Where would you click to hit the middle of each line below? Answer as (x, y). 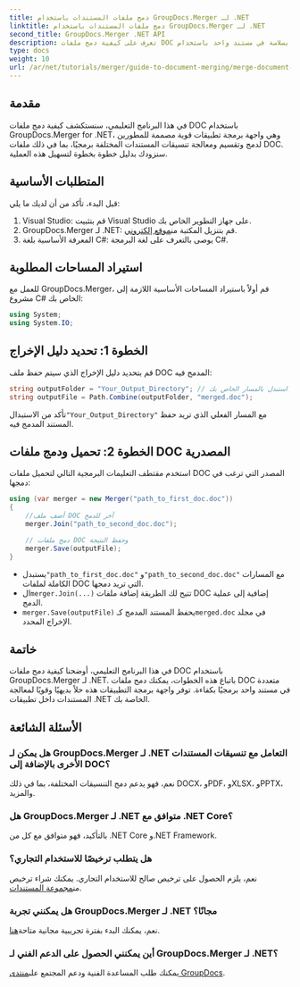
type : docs (29, 51)
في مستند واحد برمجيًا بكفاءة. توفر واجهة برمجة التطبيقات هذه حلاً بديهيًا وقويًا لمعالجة (150, 690)
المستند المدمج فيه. (42, 423)
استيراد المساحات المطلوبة (76, 268)
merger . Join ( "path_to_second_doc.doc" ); (101, 524)
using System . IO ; (42, 323)
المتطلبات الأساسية (57, 182)
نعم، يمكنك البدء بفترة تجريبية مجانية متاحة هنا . (85, 930)
